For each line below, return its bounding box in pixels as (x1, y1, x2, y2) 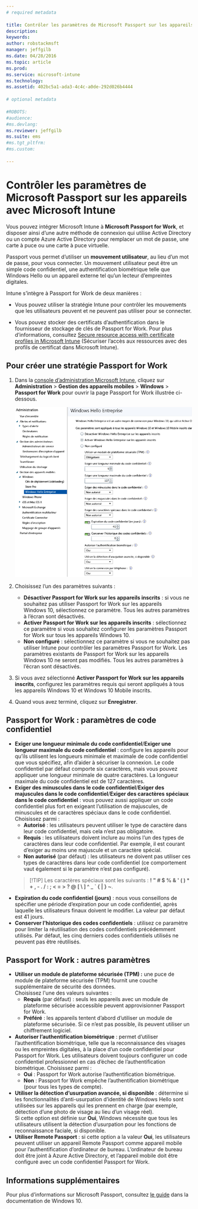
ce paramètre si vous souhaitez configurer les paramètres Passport (23, 625, 187, 632)
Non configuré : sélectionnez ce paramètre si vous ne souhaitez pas (23, 638, 190, 645)
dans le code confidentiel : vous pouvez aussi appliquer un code (14, 796, 174, 803)
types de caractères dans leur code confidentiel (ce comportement (23, 859, 187, 866)
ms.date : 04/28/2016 (6, 53, 57, 59)
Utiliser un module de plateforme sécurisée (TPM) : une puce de (14, 970, 175, 978)
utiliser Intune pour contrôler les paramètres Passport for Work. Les (23, 644, 187, 651)
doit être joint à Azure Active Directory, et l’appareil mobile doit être (14, 1152, 178, 1160)
